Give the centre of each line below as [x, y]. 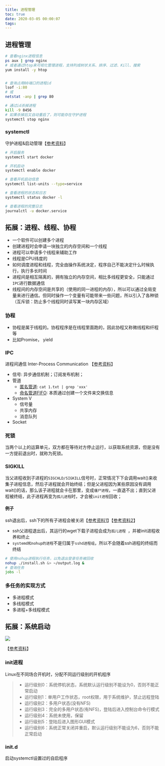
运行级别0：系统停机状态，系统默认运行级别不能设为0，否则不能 [90, 684]
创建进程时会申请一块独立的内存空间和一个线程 [59, 246]
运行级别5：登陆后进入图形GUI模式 [60, 721]
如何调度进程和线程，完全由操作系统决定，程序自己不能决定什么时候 [81, 265]
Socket [19, 422]
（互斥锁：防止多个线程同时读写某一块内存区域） [62, 302]
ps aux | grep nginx [26, 60]
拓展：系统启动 [28, 627]
